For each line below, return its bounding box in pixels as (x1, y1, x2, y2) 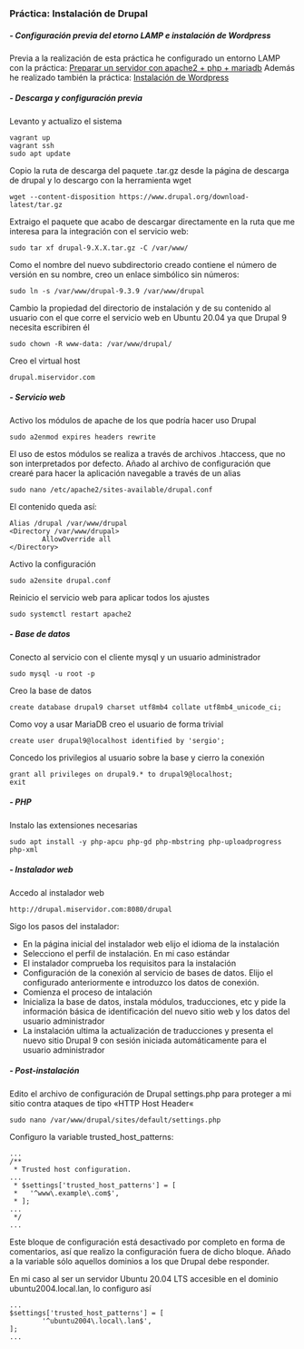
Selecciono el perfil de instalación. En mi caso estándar (22, 947, 230, 958)
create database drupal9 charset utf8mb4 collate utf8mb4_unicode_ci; (9, 702, 282, 711)
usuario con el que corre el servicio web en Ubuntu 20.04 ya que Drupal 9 (9, 312, 288, 322)
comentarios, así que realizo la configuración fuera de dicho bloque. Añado (9, 1245, 291, 1256)
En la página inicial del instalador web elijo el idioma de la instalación (22, 938, 279, 949)
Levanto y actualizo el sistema (9, 115, 123, 126)
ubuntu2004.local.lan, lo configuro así (9, 1283, 152, 1294)
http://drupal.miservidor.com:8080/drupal (9, 905, 172, 914)
